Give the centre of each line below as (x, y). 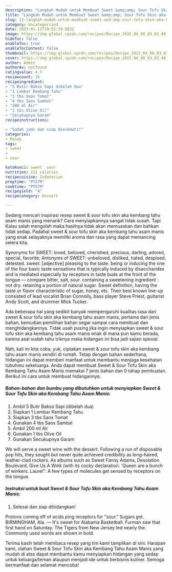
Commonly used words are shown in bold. (50, 533)
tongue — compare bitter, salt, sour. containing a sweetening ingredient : (82, 280)
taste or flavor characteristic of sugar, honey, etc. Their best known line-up (84, 291)
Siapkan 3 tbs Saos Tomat (40, 417)
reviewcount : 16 (23, 77)
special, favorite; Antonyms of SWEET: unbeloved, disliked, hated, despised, (86, 258)
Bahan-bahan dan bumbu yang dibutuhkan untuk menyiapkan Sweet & (83, 388)
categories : (18, 134)
